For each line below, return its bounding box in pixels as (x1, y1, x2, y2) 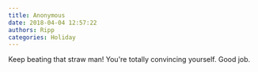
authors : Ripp (8, 26, 55, 34)
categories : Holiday (8, 33, 77, 41)
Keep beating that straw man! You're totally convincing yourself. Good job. (8, 55, 251, 64)
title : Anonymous (8, 11, 66, 20)
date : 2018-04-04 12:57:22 (8, 19, 97, 27)
